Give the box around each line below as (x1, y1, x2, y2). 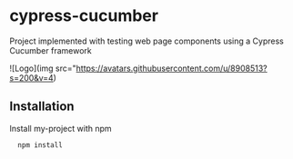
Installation (9, 99, 75, 114)
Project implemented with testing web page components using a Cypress (9, 35, 284, 46)
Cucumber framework (9, 45, 93, 55)
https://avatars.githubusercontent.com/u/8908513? (76, 63, 268, 74)
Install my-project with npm (9, 123, 112, 134)
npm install (17, 140, 64, 150)
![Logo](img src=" (9, 63, 77, 74)
